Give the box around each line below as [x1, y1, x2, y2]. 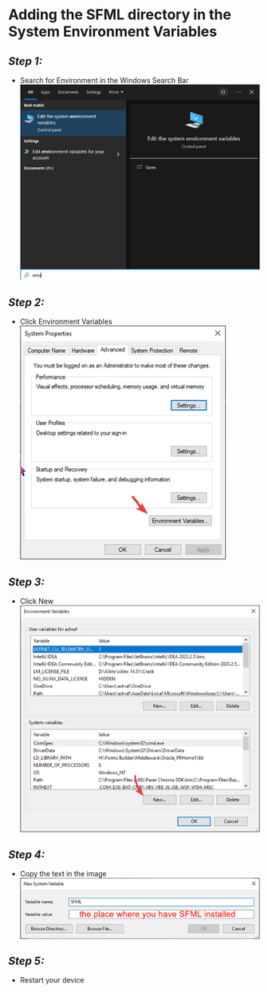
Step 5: [8, 955, 45, 968]
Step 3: [8, 575, 45, 589]
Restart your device [19, 975, 85, 985]
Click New [19, 596, 54, 606]
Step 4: [8, 848, 45, 861]
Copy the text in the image [19, 869, 108, 879]
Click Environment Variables [19, 317, 113, 327]
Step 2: [8, 296, 45, 309]
